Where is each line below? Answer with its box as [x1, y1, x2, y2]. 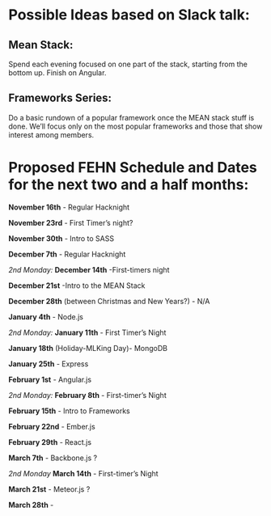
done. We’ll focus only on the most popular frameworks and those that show [8, 121, 263, 131]
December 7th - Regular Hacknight [8, 249, 126, 259]
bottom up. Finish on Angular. [8, 68, 107, 78]
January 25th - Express [8, 358, 89, 369]
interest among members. [8, 129, 95, 139]
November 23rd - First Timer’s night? [8, 218, 133, 227]
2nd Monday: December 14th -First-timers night [8, 264, 170, 274]
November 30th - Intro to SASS [8, 233, 115, 243]
